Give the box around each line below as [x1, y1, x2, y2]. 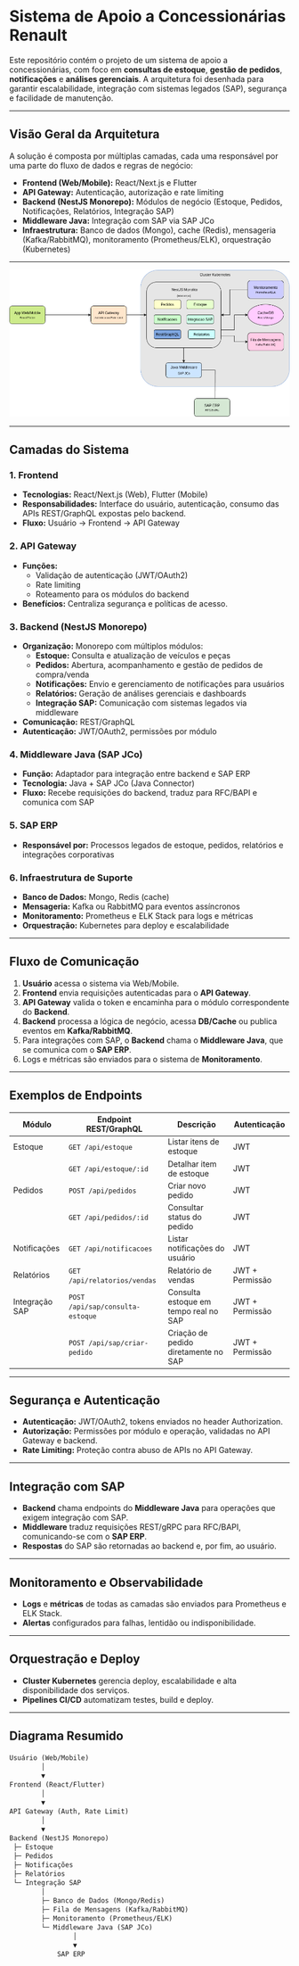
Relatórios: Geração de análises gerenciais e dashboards [35, 689, 246, 698]
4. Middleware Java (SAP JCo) [9, 748, 143, 760]
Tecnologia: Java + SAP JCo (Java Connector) [21, 778, 196, 789]
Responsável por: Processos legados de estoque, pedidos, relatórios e [21, 839, 284, 850]
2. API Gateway [9, 540, 77, 552]
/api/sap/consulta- [68, 1302, 141, 1312]
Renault [9, 25, 69, 45]
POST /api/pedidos [68, 1186, 137, 1196]
